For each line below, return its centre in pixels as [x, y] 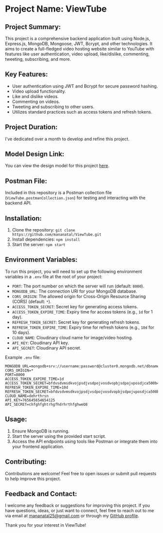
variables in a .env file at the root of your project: [54, 276]
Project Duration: [31, 127]
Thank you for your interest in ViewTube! [46, 525]
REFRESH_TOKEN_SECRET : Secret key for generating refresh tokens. [76, 322]
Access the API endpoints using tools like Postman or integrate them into [85, 441]
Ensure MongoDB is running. [41, 431]
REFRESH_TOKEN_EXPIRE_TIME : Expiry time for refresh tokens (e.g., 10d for [83, 327]
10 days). [21, 332]
